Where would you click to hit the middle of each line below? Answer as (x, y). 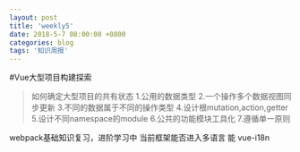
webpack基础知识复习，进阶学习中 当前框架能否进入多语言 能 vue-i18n (140, 138)
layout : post (34, 17)
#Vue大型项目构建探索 (51, 78)
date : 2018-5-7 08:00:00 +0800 (68, 34)
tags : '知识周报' (39, 51)
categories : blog (42, 42)
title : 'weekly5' (42, 26)
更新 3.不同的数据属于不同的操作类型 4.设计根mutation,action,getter (164, 107)
